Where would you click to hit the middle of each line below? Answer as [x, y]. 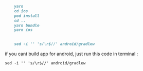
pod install [27, 16]
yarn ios [23, 30]
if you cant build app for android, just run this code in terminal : [71, 54]
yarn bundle [27, 25]
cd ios [21, 11]
